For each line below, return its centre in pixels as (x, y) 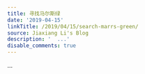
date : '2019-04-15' (36, 20)
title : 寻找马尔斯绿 (34, 13)
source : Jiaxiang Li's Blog (48, 33)
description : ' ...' (39, 39)
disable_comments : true (42, 46)
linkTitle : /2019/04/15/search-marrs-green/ (73, 26)
